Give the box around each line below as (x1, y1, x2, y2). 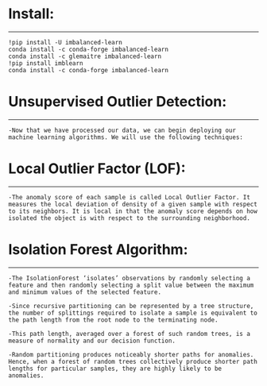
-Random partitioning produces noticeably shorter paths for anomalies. (8, 350, 254, 358)
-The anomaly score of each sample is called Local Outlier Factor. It (8, 193, 250, 201)
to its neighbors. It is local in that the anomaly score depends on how (8, 207, 258, 215)
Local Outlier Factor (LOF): (8, 160, 186, 178)
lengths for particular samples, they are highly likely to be (8, 365, 222, 372)
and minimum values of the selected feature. (8, 288, 161, 296)
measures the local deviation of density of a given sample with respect (8, 200, 258, 208)
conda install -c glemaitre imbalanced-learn (8, 52, 161, 60)
